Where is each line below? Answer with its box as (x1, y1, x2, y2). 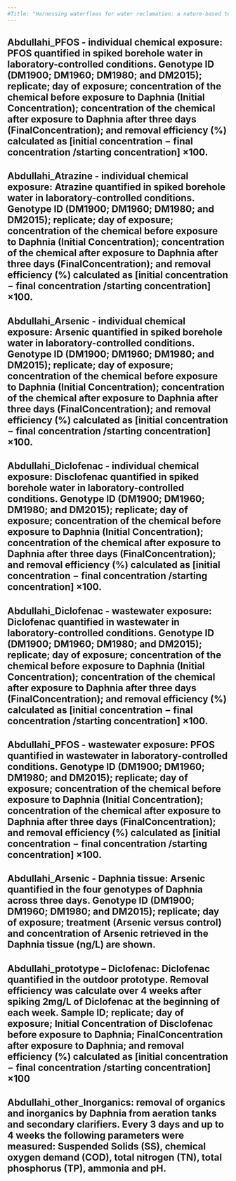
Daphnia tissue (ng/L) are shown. (7, 939, 156, 951)
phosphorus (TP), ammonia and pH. (7, 1163, 167, 1175)
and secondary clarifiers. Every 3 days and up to (7, 1118, 225, 1130)
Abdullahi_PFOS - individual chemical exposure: (7, 37, 223, 49)
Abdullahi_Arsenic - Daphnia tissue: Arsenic (7, 873, 206, 885)
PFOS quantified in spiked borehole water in (7, 47, 204, 60)
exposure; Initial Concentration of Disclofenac (7, 1018, 214, 1030)
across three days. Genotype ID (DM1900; (7, 895, 195, 907)
